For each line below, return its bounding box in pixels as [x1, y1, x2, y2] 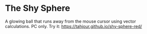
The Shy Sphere [5, 3, 70, 14]
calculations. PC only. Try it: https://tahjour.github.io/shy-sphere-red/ [5, 23, 142, 29]
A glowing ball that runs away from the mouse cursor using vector [5, 18, 136, 24]
